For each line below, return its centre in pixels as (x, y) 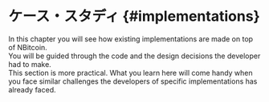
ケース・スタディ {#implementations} (134, 16)
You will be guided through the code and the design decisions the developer (134, 56)
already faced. (32, 89)
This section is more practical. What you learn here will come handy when (130, 73)
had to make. (30, 64)
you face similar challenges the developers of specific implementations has (133, 81)
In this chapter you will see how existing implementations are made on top (131, 39)
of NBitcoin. (28, 47)
